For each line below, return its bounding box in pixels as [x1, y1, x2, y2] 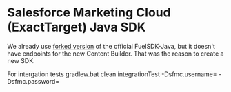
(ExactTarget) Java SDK [7, 19, 146, 35]
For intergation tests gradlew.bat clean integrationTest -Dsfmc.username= [7, 70, 217, 78]
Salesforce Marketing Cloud [7, 5, 171, 21]
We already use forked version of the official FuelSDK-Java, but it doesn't [7, 42, 216, 50]
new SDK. [7, 56, 36, 65]
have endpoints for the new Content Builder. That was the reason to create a [7, 49, 224, 58]
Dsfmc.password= [7, 77, 60, 85]
